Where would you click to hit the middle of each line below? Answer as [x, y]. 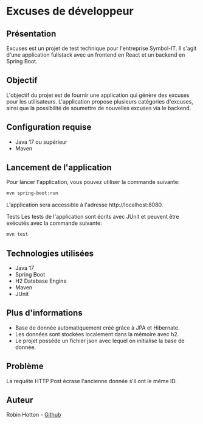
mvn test [17, 235]
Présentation [31, 34]
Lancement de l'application [59, 168]
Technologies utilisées [50, 253]
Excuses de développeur [70, 11]
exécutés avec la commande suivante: [54, 223]
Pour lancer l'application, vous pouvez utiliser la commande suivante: [93, 182]
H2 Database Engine [41, 281]
